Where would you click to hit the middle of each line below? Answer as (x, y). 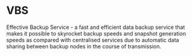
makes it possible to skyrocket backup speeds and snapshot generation (96, 33)
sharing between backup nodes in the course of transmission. (84, 46)
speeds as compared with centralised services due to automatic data (93, 40)
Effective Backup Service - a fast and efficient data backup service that (96, 27)
